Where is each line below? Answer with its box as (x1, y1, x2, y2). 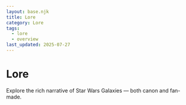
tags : (6, 25, 20, 31)
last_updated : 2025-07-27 (6, 42, 70, 48)
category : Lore (6, 20, 44, 26)
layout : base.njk (6, 8, 49, 15)
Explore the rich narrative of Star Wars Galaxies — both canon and (6, 87, 169, 94)
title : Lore (6, 14, 36, 20)
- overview (11, 36, 39, 42)
